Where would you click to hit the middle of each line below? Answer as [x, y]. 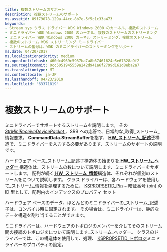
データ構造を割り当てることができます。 [47, 215]
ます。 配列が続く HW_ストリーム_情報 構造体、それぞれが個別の [84, 173]
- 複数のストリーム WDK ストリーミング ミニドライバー [55, 42]
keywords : [15, 24]
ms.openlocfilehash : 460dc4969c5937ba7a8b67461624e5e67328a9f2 [72, 61]
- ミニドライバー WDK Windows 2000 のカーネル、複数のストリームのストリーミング [81, 33]
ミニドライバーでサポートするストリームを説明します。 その [67, 125]
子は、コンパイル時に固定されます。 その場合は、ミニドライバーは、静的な [82, 209]
